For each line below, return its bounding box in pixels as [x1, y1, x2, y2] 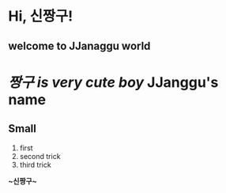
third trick [19, 160, 51, 169]
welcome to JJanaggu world [8, 39, 151, 52]
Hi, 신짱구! [8, 7, 73, 25]
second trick [19, 151, 61, 161]
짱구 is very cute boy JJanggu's [8, 73, 219, 91]
